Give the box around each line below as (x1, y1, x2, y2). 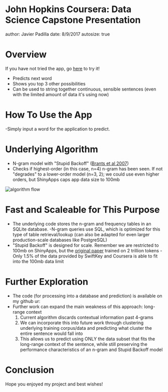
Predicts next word (12, 75, 52, 81)
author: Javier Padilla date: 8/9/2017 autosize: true (5, 31, 110, 37)
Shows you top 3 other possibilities (12, 80, 86, 86)
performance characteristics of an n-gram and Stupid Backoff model (20, 346, 163, 353)
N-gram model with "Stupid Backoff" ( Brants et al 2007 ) (12, 160, 129, 166)
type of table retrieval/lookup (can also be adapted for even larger (12, 231, 150, 237)
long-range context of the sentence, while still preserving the (20, 341, 148, 347)
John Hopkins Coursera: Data (5, 4, 132, 15)
